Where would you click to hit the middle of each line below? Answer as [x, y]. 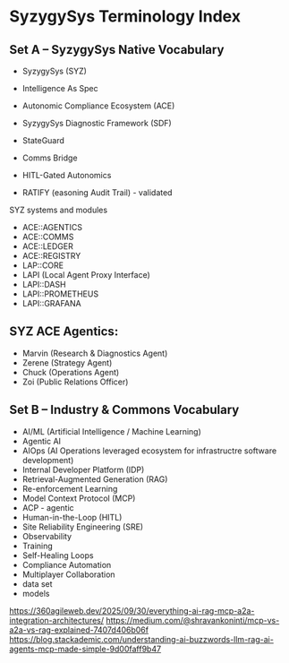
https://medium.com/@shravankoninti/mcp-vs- [193, 620]
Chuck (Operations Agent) [71, 372]
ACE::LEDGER [47, 246]
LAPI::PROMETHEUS [60, 294]
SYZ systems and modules [59, 210]
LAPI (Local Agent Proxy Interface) [86, 275]
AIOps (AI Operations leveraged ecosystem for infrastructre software [149, 451]
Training [38, 546]
